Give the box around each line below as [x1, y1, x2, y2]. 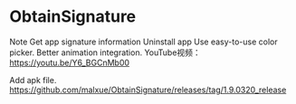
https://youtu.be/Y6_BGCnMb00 [9, 57, 129, 68]
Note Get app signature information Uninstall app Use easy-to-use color [9, 36, 278, 47]
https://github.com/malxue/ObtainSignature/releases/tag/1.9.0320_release [9, 84, 287, 95]
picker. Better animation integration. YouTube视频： [9, 47, 201, 58]
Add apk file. [9, 74, 57, 85]
